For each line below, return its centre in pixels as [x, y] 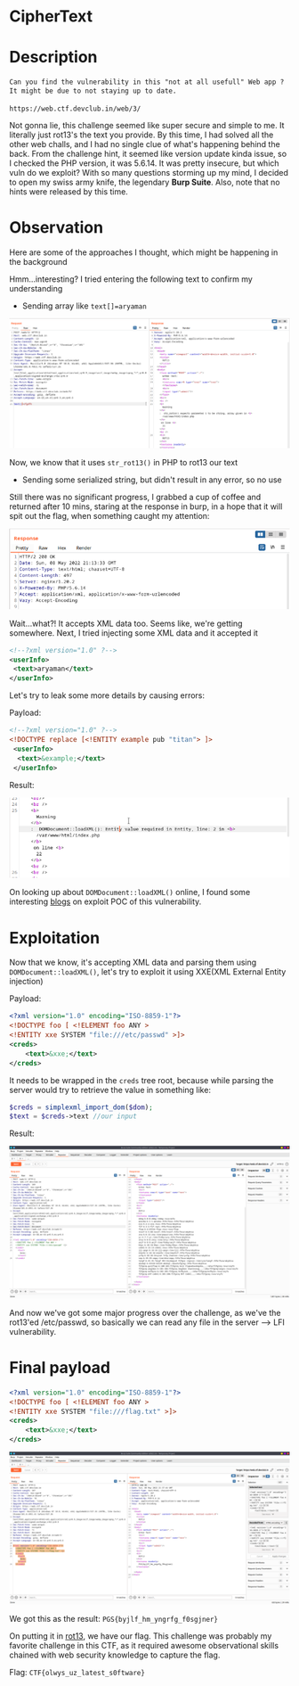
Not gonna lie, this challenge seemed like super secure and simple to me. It [147, 126]
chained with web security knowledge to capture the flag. [115, 1655]
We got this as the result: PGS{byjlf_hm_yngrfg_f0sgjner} [114, 1618]
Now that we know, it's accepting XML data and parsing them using [133, 962]
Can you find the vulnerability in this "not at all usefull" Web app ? [147, 82]
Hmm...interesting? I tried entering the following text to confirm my [131, 279]
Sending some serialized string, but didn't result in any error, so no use [152, 480]
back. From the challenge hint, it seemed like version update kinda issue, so [148, 154]
